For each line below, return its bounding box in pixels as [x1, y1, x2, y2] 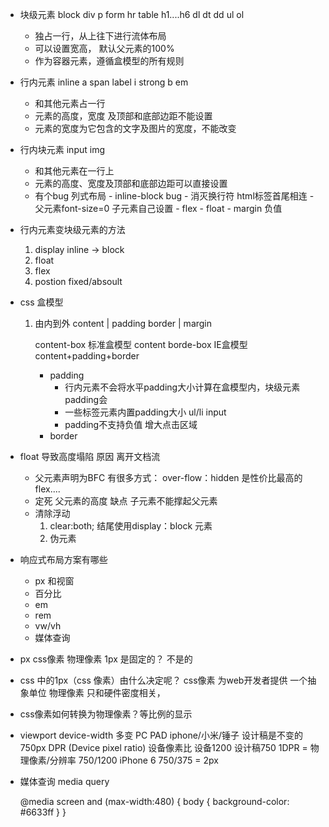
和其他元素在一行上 [34, 165, 115, 177]
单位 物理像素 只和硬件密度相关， [28, 687, 166, 698]
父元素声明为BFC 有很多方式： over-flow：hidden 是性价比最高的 [34, 472, 303, 483]
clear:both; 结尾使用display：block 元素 [49, 520, 213, 532]
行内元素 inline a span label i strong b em [19, 76, 189, 88]
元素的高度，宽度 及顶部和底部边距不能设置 [34, 110, 213, 122]
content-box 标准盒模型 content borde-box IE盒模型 [34, 339, 248, 350]
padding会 [64, 394, 108, 405]
